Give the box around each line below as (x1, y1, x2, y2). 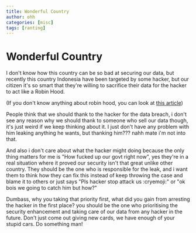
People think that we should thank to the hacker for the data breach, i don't (6, 111, 187, 118)
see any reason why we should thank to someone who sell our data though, (6, 117, 188, 124)
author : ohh (6, 14, 35, 20)
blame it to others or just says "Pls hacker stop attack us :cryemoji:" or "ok (6, 178, 185, 185)
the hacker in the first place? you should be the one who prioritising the (6, 202, 178, 209)
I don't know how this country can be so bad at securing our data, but (6, 70, 174, 77)
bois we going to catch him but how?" (6, 184, 98, 191)
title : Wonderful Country (6, 8, 69, 15)
